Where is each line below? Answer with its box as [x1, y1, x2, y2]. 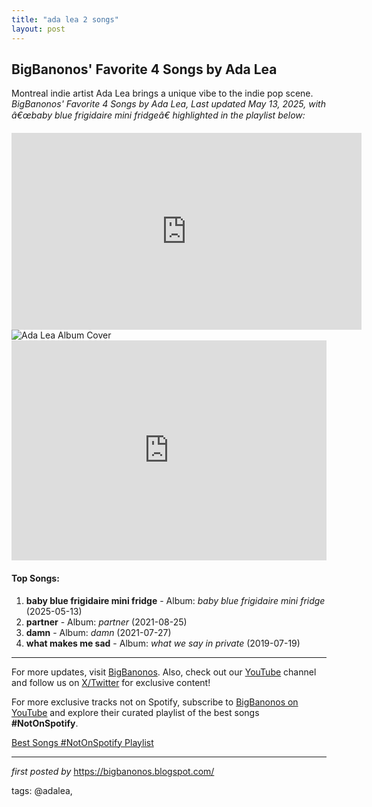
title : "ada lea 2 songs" [11, 14, 119, 25]
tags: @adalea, [11, 784, 73, 796]
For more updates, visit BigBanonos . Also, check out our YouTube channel [11, 666, 317, 678]
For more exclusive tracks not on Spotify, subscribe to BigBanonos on [11, 696, 299, 708]
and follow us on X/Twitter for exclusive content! [11, 676, 211, 688]
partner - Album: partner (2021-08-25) [25, 616, 188, 628]
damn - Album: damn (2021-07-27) [25, 626, 172, 638]
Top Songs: [11, 572, 60, 584]
